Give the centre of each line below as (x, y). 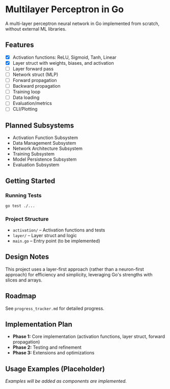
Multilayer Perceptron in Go (64, 9)
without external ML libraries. (36, 29)
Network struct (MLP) (35, 74)
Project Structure (27, 219)
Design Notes (27, 257)
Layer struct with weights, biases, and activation (63, 63)
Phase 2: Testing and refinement (47, 347)
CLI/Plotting (25, 109)
